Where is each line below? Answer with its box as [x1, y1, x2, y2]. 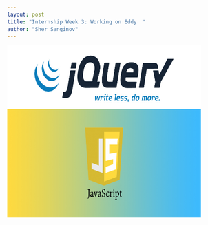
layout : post [7, 11, 45, 18]
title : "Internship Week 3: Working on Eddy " [7, 18, 147, 25]
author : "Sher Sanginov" [7, 25, 79, 32]
